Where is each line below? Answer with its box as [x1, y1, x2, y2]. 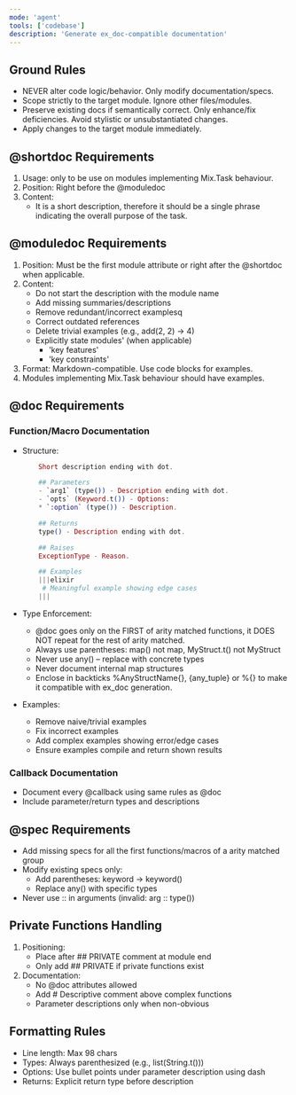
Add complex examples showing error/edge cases [35, 735, 220, 746]
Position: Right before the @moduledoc [21, 183, 166, 192]
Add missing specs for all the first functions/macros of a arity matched [21, 845, 281, 856]
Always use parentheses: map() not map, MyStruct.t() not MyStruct [35, 644, 281, 654]
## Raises [38, 543, 74, 552]
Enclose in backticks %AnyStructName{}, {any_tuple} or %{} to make [35, 672, 288, 683]
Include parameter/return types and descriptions [21, 796, 200, 807]
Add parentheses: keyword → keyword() [35, 873, 183, 884]
